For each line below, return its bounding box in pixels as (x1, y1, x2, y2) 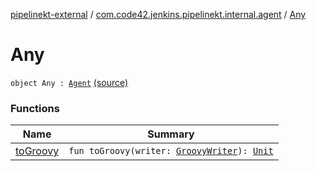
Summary (147, 127, 195, 141)
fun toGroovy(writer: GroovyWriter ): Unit (68, 145, 274, 157)
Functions (10, 101, 60, 115)
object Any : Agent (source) (10, 76, 129, 88)
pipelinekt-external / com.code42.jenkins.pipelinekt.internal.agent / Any (10, 9, 307, 20)
